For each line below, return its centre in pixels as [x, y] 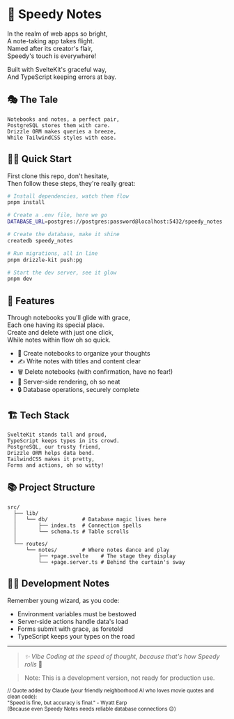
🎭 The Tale [33, 100]
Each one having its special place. [56, 325]
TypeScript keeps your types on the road [76, 636]
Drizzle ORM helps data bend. [51, 453]
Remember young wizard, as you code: [63, 600]
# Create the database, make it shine [63, 234]
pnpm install [26, 203]
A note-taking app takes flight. [51, 41]
